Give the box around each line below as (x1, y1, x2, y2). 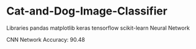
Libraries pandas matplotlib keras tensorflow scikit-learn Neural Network (6, 24, 190, 31)
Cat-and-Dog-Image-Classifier (6, 4, 168, 18)
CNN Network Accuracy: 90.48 (6, 36, 85, 43)
